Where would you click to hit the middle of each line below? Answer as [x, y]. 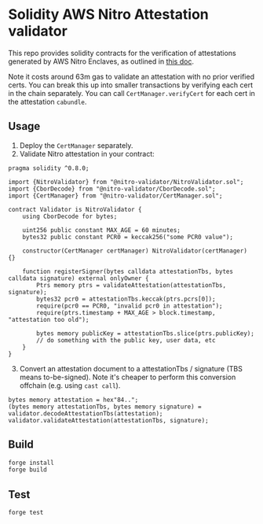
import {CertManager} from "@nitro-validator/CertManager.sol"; [115, 196]
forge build [27, 470]
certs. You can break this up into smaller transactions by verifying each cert [131, 85]
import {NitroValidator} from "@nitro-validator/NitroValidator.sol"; [126, 182]
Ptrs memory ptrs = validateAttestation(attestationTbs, [131, 285]
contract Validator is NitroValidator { [75, 209]
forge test [26, 513]
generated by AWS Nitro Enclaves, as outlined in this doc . [101, 61]
